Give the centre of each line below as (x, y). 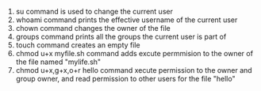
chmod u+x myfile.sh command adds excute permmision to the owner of (134, 53)
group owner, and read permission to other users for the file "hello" (125, 79)
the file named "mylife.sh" (58, 62)
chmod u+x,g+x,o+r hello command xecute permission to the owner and (134, 70)
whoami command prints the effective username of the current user (127, 20)
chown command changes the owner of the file (93, 28)
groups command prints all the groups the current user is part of (121, 36)
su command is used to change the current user (94, 11)
